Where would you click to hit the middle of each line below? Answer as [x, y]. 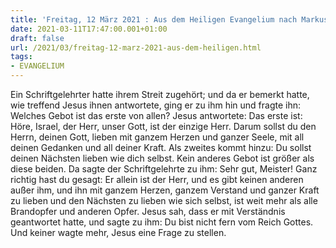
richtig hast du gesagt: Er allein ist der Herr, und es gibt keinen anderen [157, 179]
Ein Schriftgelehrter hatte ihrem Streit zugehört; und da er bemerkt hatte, [160, 94]
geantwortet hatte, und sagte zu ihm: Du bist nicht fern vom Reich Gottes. [162, 222]
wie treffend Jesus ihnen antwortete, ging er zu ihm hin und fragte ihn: [156, 105]
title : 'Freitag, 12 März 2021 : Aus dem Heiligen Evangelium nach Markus [169, 19]
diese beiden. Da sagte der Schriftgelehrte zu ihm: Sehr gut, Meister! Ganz [164, 169]
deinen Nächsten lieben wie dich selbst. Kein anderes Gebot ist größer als [162, 158]
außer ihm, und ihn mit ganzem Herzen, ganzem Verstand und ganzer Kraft [165, 190]
